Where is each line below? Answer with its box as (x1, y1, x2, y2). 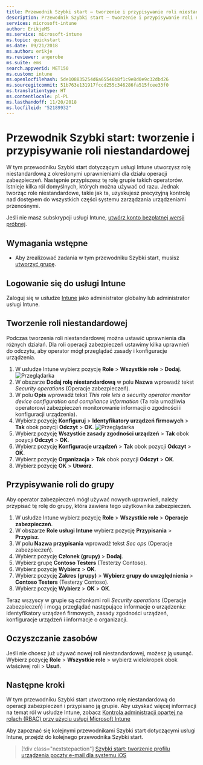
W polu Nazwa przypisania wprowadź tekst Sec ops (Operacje (14, 540, 173, 547)
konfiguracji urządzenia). (14, 410, 77, 418)
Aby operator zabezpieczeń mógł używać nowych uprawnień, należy (6, 495, 178, 503)
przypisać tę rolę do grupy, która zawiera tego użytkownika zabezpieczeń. (6, 502, 192, 509)
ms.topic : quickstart (6, 37, 61, 43)
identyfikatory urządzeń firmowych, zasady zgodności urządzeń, (6, 609, 169, 616)
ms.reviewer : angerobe (6, 54, 63, 60)
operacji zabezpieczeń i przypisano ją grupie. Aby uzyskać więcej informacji (6, 703, 196, 710)
